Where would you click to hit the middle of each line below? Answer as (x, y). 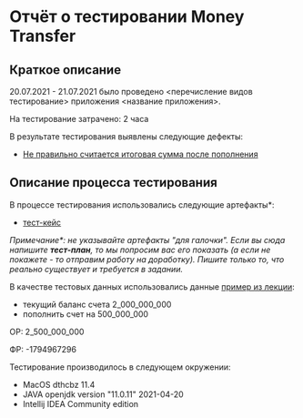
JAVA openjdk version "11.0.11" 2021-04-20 (103, 394)
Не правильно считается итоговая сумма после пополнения (140, 154)
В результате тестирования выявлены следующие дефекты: (126, 137)
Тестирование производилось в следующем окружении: (120, 367)
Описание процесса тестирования (114, 183)
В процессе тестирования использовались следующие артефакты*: (142, 204)
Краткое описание (65, 70)
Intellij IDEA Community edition (81, 403)
